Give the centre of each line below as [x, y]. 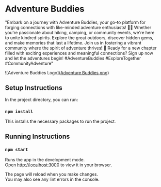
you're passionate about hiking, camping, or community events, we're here [80, 32]
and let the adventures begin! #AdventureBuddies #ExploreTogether [73, 58]
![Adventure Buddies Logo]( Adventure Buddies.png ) [57, 72]
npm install [19, 111]
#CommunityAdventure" [29, 63]
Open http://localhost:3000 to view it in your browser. [59, 165]
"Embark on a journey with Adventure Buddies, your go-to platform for [75, 22]
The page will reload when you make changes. [52, 174]
